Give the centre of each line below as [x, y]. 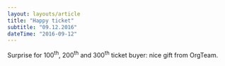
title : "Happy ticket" [41, 21]
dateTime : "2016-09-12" [42, 34]
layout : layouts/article [44, 14]
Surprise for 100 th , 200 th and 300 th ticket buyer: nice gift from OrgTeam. [113, 54]
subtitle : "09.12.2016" [42, 27]
